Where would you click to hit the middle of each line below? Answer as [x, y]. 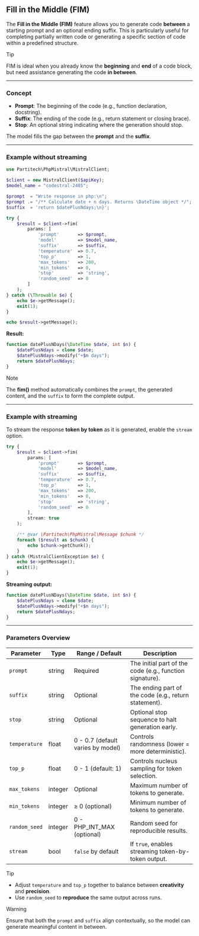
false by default [96, 851]
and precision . [33, 891]
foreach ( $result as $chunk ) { [55, 540]
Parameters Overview [38, 638]
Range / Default [99, 653]
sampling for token [156, 768]
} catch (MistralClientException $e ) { [55, 556]
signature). [145, 678]
